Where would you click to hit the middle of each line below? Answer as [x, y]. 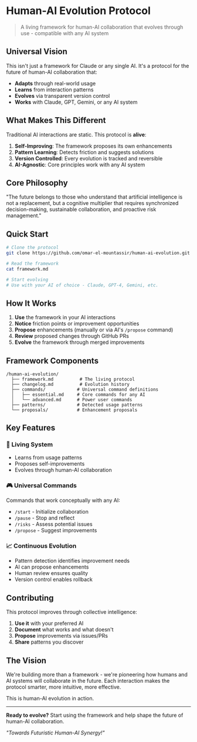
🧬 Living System [30, 444]
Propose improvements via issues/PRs [61, 636]
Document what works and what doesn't [64, 630]
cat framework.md [27, 269]
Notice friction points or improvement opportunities [77, 324]
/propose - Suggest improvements [56, 531]
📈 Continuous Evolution [41, 546]
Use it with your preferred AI [49, 623]
